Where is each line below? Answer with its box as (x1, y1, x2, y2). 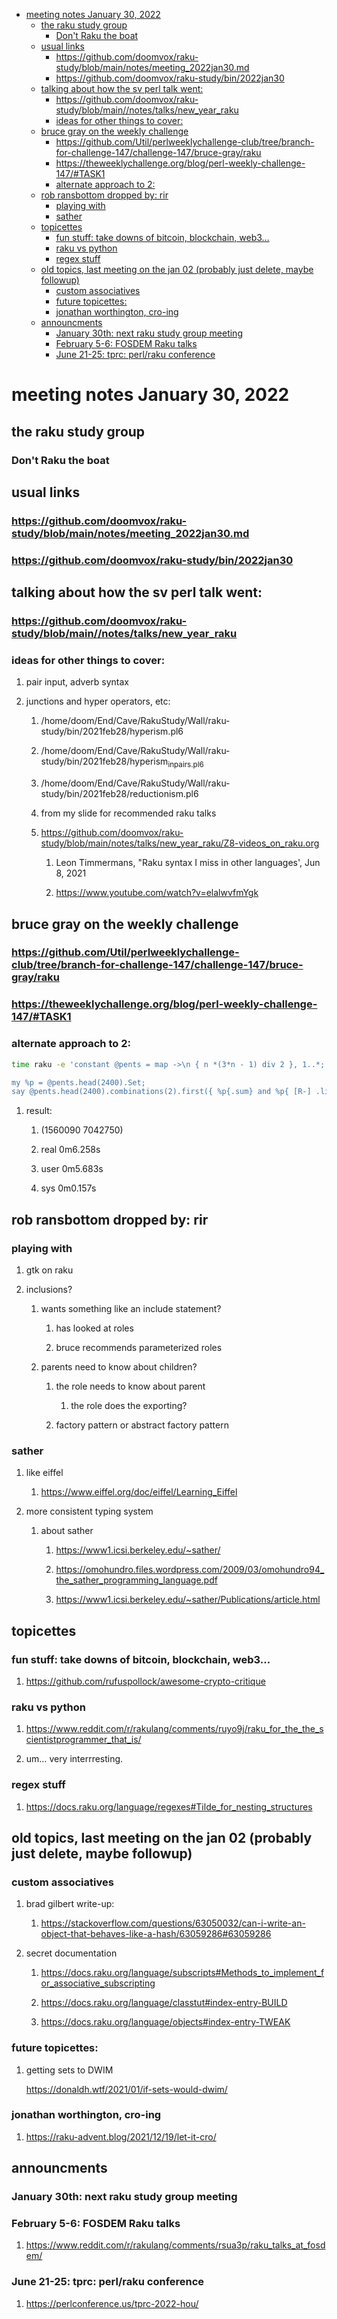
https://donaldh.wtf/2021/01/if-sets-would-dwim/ (25, 2083, 228, 2095)
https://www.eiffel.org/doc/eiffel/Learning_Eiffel (40, 1486, 238, 1498)
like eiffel (25, 1467, 64, 1479)
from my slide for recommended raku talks (40, 807, 217, 819)
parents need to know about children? (40, 1360, 198, 1373)
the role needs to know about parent (55, 1380, 206, 1392)
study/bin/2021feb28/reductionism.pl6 (40, 788, 199, 800)
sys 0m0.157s (40, 1182, 97, 1194)
